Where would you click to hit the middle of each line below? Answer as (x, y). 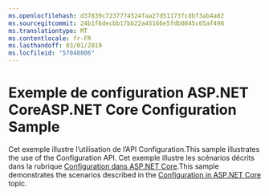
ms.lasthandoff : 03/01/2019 (55, 46)
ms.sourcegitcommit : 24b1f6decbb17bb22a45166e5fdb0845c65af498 (116, 23)
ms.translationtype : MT (48, 31)
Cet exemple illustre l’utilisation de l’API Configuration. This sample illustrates (134, 149)
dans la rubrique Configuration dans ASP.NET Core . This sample (114, 166)
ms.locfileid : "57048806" (51, 53)
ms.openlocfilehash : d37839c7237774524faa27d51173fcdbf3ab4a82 (116, 16)
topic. (18, 183)
